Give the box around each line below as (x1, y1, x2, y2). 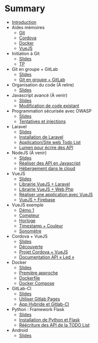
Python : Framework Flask (11, 306, 65, 312)
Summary (4, 3, 45, 14)
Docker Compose (19, 280, 55, 286)
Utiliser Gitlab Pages (19, 296, 60, 302)
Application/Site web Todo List (19, 139, 81, 145)
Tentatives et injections (19, 118, 66, 124)
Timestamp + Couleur (19, 223, 63, 229)
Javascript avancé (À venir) (11, 92, 68, 98)
